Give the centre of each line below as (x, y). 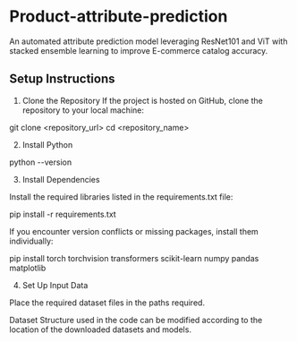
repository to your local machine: (83, 110)
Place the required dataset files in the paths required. (107, 303)
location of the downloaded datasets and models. (101, 329)
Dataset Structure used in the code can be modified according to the (136, 320)
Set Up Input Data (55, 285)
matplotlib (28, 268)
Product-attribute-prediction (119, 17)
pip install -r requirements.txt (63, 214)
